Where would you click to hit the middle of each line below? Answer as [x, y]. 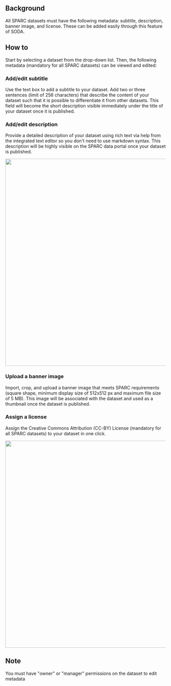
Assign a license [26, 417]
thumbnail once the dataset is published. [48, 404]
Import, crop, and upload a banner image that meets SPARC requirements [82, 387]
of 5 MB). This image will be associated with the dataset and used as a [79, 398]
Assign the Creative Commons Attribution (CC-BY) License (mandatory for [83, 428]
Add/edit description [32, 124]
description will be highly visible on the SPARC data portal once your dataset [85, 146]
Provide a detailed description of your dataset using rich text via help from [83, 136]
